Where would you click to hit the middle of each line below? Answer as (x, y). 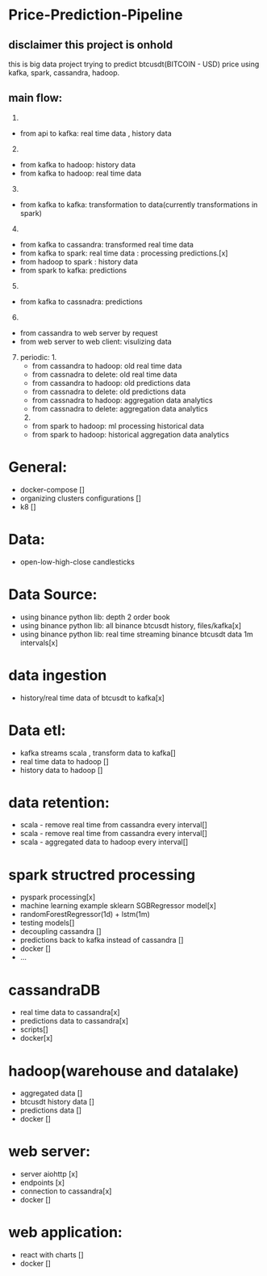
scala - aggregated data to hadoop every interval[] (104, 842)
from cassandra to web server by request (89, 332)
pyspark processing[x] (58, 897)
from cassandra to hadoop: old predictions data (111, 382)
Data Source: (53, 594)
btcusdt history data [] (57, 1102)
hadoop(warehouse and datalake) (124, 1071)
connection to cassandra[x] (66, 1191)
